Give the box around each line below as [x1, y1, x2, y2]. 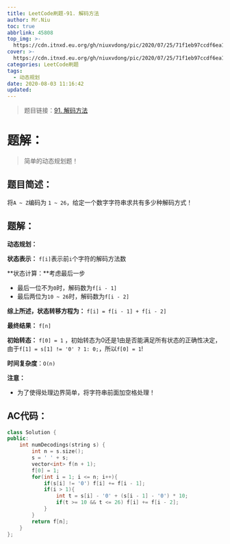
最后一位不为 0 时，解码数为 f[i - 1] [16, 283, 118, 292]
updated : [7, 86, 32, 93]
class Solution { [7, 429, 57, 436]
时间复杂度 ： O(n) [7, 359, 56, 367]
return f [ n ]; [31, 518, 69, 525]
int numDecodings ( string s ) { [19, 442, 106, 449]
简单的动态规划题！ [23, 157, 79, 165]
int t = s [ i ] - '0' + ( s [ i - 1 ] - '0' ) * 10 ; [55, 493, 188, 499]
